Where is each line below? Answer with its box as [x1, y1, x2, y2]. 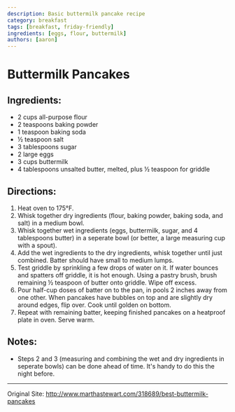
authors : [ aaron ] [7, 36, 58, 43]
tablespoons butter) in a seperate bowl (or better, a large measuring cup [17, 233, 226, 242]
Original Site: [7, 390, 44, 398]
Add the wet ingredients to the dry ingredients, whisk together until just [17, 248, 222, 256]
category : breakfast [7, 17, 68, 24]
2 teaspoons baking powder [17, 121, 99, 129]
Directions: [7, 185, 57, 197]
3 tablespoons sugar [17, 143, 77, 151]
